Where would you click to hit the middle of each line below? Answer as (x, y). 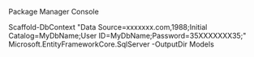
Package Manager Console (54, 12)
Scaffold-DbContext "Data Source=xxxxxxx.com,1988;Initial (108, 27)
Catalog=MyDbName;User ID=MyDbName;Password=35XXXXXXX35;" (127, 36)
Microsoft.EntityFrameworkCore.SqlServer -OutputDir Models (112, 44)
